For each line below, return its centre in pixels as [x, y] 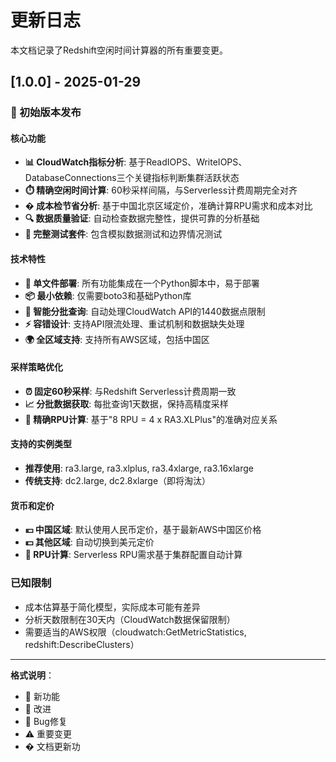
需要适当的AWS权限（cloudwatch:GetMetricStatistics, [135, 632]
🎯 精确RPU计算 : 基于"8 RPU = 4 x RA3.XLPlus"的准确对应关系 [151, 419]
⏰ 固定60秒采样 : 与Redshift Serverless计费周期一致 [130, 391]
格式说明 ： [32, 675]
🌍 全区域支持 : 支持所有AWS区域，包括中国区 [117, 339]
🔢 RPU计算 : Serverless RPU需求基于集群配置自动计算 [133, 555]
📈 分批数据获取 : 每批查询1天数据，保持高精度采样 [126, 403]
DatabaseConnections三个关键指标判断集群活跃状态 [132, 178]
